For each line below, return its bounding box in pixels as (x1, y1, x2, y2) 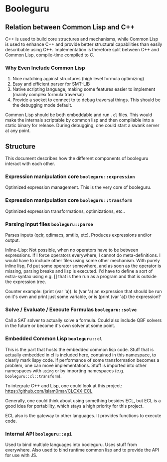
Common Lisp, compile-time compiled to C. (5, 52, 95, 58)
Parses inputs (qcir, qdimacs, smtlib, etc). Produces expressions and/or (5, 232, 152, 238)
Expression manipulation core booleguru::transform (5, 197, 133, 204)
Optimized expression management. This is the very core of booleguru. (5, 184, 152, 190)
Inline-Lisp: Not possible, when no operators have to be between (5, 247, 139, 253)
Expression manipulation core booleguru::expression (5, 173, 135, 180)
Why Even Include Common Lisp (5, 64, 86, 71)
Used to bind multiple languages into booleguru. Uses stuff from (5, 442, 137, 448)
